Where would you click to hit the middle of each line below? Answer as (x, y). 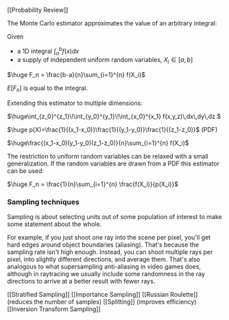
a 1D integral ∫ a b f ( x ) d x (48, 52)
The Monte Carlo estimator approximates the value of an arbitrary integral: (112, 23)
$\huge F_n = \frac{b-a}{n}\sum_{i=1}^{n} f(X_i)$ (76, 75)
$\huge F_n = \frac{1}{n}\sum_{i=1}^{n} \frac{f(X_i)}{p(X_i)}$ (93, 184)
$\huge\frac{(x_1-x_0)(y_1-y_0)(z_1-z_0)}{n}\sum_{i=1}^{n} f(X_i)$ (98, 143)
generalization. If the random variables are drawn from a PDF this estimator (113, 163)
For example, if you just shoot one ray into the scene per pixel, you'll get (109, 238)
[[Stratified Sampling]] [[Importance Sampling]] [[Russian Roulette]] (103, 295)
